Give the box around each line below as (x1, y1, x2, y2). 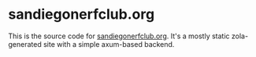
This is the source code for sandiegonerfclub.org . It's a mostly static (8, 31, 230, 41)
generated (8, 39, 42, 48)
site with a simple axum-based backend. (43, 39, 175, 48)
